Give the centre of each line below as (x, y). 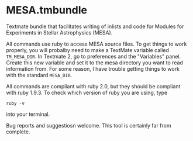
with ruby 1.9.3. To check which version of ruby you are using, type (87, 92)
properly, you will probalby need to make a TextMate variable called (88, 50)
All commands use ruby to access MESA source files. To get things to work (96, 44)
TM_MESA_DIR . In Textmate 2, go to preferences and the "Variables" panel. (94, 56)
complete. (18, 132)
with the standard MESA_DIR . (39, 75)
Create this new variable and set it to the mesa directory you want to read (94, 63)
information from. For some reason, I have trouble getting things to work (93, 68)
